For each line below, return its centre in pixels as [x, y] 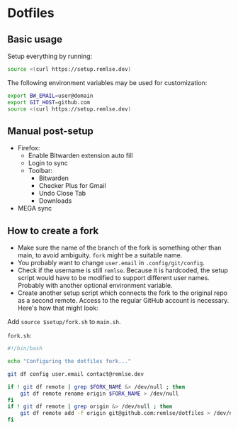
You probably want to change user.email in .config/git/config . [111, 263]
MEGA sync [35, 208]
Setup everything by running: [50, 56]
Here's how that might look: [58, 308]
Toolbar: [40, 171]
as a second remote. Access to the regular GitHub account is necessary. [123, 301]
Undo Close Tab [62, 194]
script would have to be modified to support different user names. [114, 278]
